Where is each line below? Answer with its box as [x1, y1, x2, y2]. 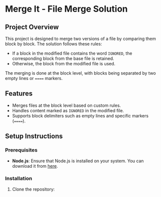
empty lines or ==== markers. [5, 76, 63, 81]
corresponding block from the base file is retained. [12, 56, 114, 61]
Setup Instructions [5, 132, 63, 140]
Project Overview [5, 23, 59, 31]
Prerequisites [5, 147, 38, 154]
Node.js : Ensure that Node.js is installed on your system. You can [12, 158, 144, 164]
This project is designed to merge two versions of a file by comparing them [5, 36, 156, 41]
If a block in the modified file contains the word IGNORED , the [12, 50, 133, 56]
